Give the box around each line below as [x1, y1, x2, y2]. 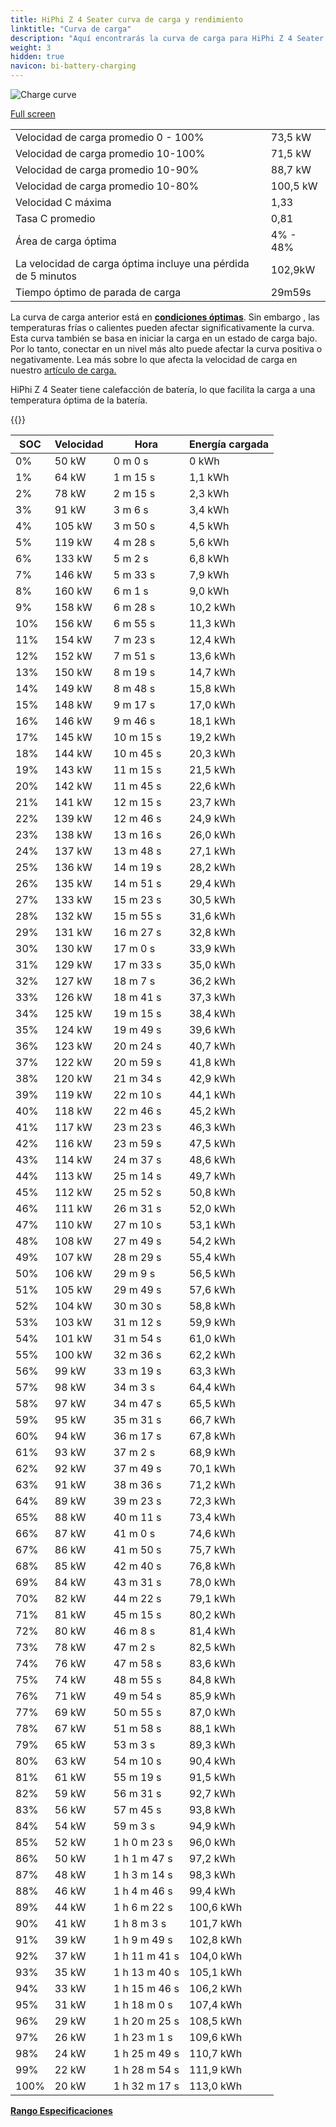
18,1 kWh [188, 714, 236, 728]
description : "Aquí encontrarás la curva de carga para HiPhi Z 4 [10, 33, 293, 43]
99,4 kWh [188, 1884, 236, 1898]
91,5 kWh [188, 1771, 236, 1784]
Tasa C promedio [15, 212, 96, 225]
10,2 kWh [188, 601, 236, 614]
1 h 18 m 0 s [113, 1998, 173, 2011]
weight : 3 [10, 42, 52, 53]
